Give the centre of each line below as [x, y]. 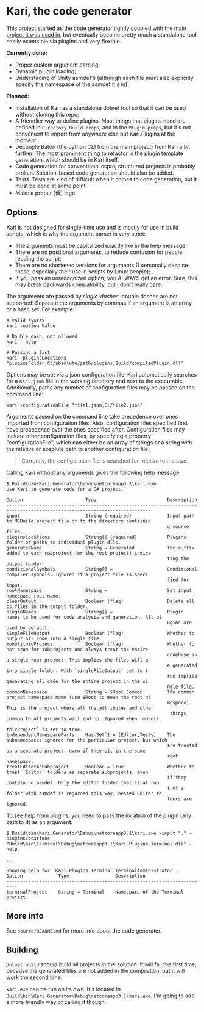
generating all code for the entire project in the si [77, 681]
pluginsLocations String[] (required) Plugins [97, 537]
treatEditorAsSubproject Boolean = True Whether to [100, 767]
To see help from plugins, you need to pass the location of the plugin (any [99, 815]
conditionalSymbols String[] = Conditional [102, 569]
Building [22, 949]
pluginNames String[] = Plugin [95, 612]
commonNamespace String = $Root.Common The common [100, 692]
